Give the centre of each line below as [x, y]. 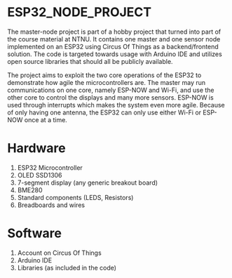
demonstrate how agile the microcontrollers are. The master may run [107, 82]
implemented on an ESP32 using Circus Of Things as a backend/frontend [113, 46]
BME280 [30, 190]
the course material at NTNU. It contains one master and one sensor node [114, 39]
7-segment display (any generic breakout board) [88, 183]
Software [34, 233]
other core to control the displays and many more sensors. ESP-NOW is [110, 97]
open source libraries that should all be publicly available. [90, 61]
